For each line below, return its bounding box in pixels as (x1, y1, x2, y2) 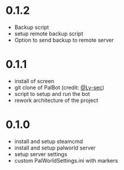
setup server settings (14, 150, 67, 157)
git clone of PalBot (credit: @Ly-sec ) (14, 84, 105, 91)
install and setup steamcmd (14, 137, 83, 145)
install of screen (14, 77, 55, 84)
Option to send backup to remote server (14, 36, 114, 43)
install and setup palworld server (14, 144, 96, 151)
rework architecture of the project (14, 96, 99, 104)
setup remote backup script (14, 30, 84, 37)
